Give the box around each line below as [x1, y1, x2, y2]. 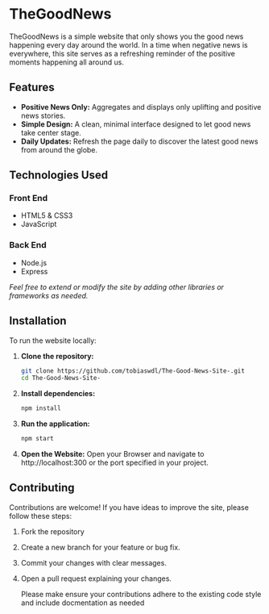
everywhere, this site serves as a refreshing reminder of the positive [9, 48, 236, 58]
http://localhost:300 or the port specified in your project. [20, 457, 209, 468]
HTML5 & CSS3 [20, 211, 73, 220]
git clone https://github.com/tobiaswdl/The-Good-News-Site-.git [20, 366, 245, 375]
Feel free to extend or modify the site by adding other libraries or [9, 282, 225, 291]
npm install [20, 404, 61, 412]
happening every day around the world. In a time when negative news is [9, 40, 248, 49]
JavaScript [20, 219, 57, 229]
